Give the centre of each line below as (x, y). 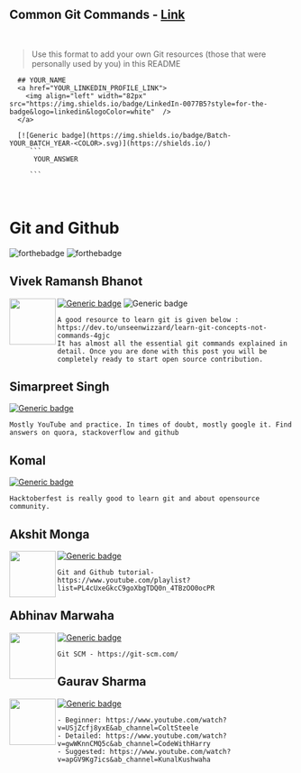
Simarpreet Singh (59, 386)
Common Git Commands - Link (97, 15)
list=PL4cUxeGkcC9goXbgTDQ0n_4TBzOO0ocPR (136, 588)
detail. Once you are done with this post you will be (162, 351)
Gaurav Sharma (102, 681)
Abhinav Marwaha (62, 616)
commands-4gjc (84, 336)
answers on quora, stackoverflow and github (94, 433)
